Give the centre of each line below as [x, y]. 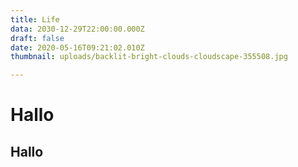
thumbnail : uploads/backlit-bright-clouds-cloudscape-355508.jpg [149, 57]
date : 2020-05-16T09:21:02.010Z [77, 47]
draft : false [37, 38]
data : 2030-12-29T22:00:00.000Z [77, 29]
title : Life [35, 19]
